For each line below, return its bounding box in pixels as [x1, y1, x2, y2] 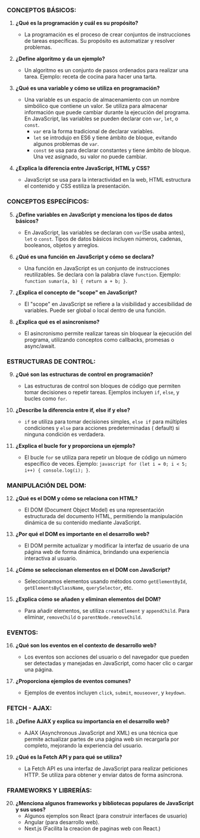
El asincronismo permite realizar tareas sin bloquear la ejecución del [24, 329, 192, 337]
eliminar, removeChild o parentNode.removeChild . [24, 613, 142, 621]
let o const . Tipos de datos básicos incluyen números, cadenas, [24, 235, 183, 242]
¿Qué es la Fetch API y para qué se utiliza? [15, 753, 123, 761]
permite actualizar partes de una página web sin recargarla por [24, 736, 179, 743]
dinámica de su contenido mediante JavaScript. [24, 519, 142, 527]
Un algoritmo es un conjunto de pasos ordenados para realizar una [24, 67, 189, 74]
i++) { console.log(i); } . [24, 466, 90, 473]
